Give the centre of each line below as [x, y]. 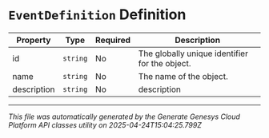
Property [34, 40]
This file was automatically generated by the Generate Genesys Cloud [124, 116]
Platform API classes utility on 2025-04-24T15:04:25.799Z [105, 124]
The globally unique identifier [193, 53]
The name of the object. [183, 76]
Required [112, 40]
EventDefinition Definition [97, 15]
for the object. [165, 63]
